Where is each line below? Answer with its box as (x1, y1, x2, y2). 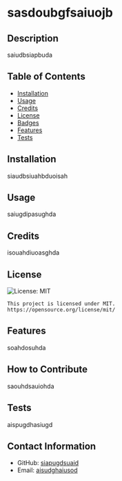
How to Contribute (7, 363, 88, 375)
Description (7, 33, 59, 44)
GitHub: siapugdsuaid (17, 459, 79, 467)
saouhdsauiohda (7, 382, 54, 390)
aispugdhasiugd (7, 420, 53, 428)
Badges (17, 118, 39, 127)
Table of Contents (7, 71, 86, 82)
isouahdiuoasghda (7, 248, 60, 257)
